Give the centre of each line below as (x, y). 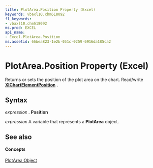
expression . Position (27, 112)
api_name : (15, 32)
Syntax (16, 100)
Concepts (15, 149)
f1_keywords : (18, 19)
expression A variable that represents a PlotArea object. (62, 121)
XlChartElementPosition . (31, 84)
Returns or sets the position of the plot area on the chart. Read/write (74, 80)
